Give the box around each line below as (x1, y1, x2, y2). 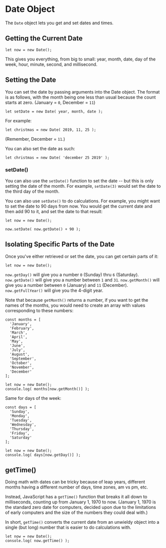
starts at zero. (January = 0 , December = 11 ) (5, 99, 96, 105)
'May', (9, 338, 23, 344)
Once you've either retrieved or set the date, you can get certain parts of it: (5, 253, 159, 259)
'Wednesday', (9, 422, 37, 427)
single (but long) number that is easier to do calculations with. (5, 524, 131, 531)
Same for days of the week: (5, 395, 61, 401)
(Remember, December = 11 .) (5, 136, 65, 142)
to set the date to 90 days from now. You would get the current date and (5, 203, 153, 209)
